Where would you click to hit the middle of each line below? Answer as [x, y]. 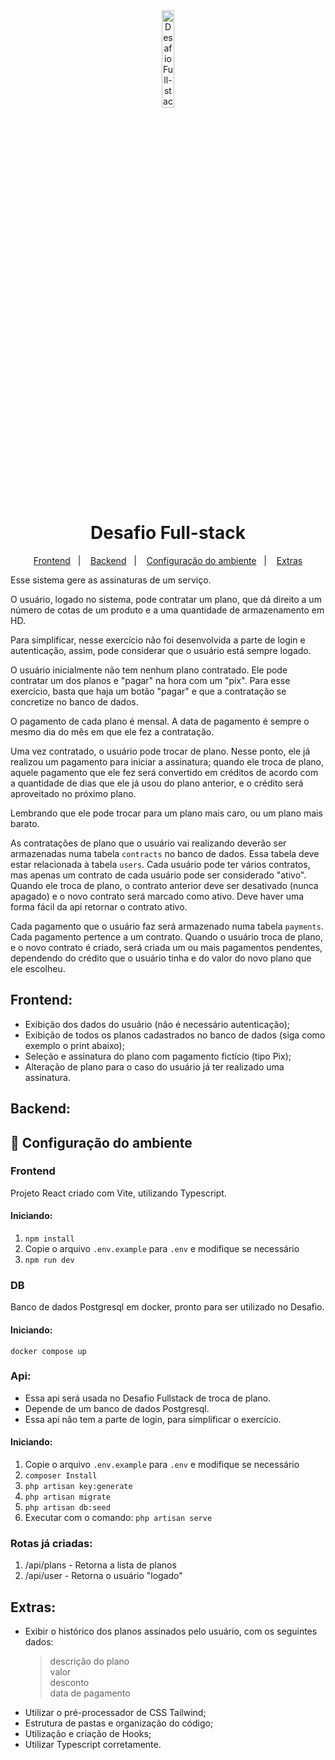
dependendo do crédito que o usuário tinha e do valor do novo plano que [161, 958]
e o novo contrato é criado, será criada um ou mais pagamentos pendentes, [166, 947]
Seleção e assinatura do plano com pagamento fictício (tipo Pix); [158, 1056]
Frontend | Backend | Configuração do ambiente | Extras [168, 560]
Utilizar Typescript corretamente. [93, 1745]
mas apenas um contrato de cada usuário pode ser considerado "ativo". [158, 875]
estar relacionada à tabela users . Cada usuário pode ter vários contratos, [160, 864]
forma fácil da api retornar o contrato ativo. [99, 906]
